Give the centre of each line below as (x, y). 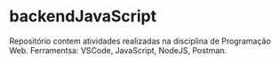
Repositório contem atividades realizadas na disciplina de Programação (140, 41)
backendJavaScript (83, 16)
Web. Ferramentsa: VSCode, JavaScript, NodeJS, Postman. (118, 50)
